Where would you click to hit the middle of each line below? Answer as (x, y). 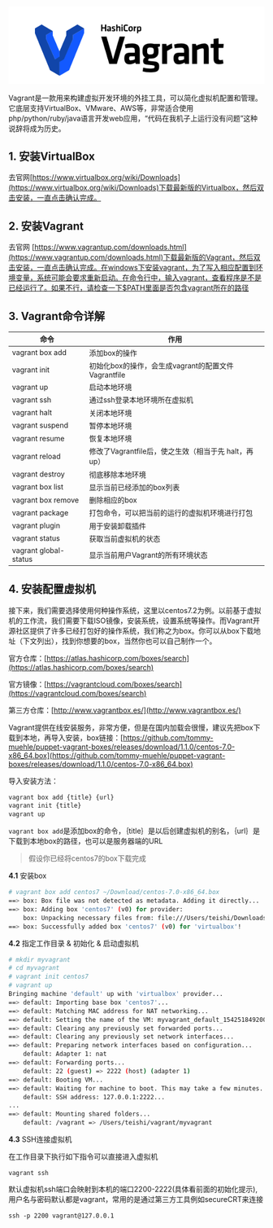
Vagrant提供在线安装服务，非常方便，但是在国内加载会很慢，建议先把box (131, 727)
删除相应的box (113, 500)
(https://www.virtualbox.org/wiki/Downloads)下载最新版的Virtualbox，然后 (133, 188)
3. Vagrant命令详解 (57, 316)
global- (52, 550)
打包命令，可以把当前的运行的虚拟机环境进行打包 (171, 513)
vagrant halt (32, 413)
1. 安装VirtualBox (52, 156)
